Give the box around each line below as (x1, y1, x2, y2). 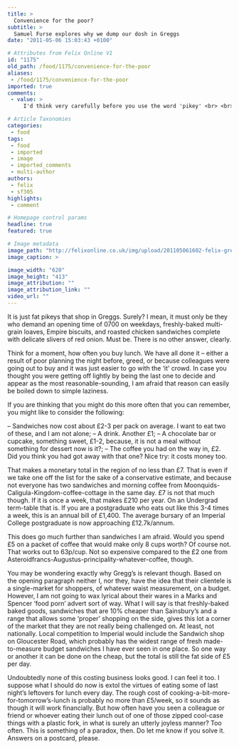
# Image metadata (7, 240, 59, 248)
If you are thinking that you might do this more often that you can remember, (7, 400, 231, 409)
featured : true (7, 228, 53, 235)
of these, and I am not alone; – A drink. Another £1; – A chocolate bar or (7, 429, 217, 437)
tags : (7, 135, 23, 142)
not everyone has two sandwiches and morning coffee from (7, 481, 183, 489)
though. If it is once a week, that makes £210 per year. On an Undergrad (7, 496, 218, 504)
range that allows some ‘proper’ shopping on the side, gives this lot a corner (7, 614, 231, 622)
